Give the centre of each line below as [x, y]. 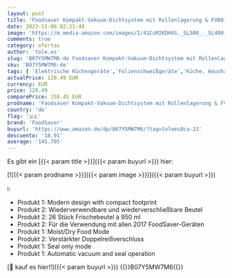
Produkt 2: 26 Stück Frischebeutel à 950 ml [79, 217]
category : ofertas [33, 46]
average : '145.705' [35, 142]
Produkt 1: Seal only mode [54, 246]
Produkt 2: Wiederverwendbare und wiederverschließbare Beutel [110, 210]
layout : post [26, 13]
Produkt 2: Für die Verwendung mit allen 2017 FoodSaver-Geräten [111, 224]
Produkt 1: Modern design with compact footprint [87, 202]
